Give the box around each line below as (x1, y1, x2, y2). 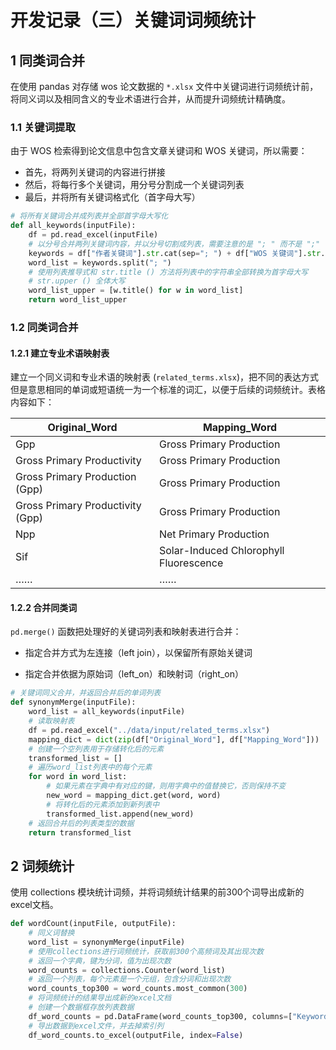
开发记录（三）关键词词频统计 (10, 9, 257, 32)
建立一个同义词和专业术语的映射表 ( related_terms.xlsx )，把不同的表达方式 (10, 371, 320, 383)
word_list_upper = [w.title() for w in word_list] (28, 286, 244, 296)
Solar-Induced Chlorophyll (158, 544, 285, 558)
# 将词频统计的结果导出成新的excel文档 (28, 993, 172, 1003)
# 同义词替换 (28, 928, 75, 938)
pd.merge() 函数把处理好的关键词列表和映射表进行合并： (10, 626, 242, 638)
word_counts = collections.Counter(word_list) (28, 965, 226, 975)
